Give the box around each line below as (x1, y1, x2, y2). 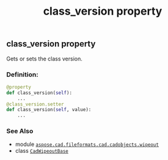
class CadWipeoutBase (15, 147, 68, 155)
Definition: (6, 70, 38, 79)
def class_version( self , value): (6, 107, 92, 113)
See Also (6, 127, 34, 136)
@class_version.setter (6, 101, 64, 107)
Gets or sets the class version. (6, 55, 82, 62)
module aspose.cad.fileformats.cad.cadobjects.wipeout (15, 140, 159, 148)
